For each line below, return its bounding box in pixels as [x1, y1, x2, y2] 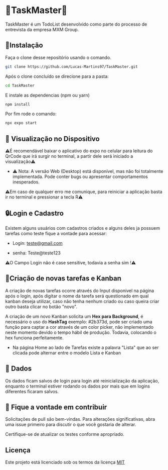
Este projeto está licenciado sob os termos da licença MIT [5, 459, 125, 465]
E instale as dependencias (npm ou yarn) [5, 92, 90, 98]
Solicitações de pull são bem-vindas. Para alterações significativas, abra [5, 416, 155, 422]
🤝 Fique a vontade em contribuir [5, 403, 107, 411]
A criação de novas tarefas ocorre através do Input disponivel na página [5, 288, 154, 294]
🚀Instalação [5, 41, 44, 50]
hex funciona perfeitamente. [5, 334, 64, 341]
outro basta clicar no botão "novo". [5, 304, 78, 310]
